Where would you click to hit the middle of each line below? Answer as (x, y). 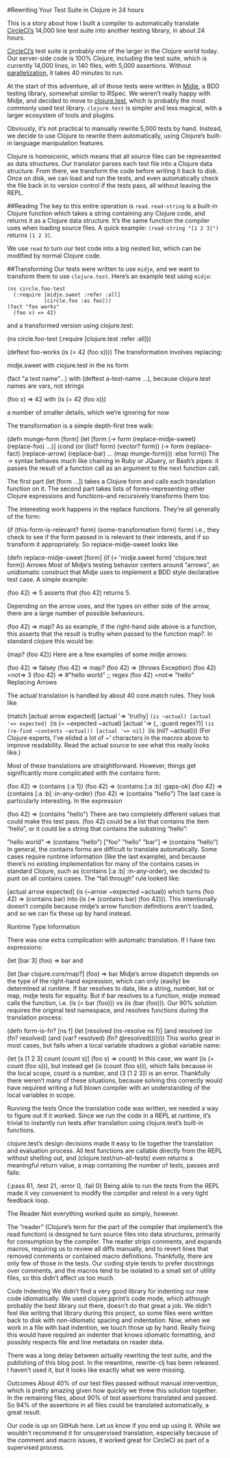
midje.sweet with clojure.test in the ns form (68, 365)
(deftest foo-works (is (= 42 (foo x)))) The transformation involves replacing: (115, 352)
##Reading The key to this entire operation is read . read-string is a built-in (112, 206)
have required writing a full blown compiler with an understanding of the (109, 1088)
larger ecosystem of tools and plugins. (61, 115)
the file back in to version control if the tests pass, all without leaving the (109, 185)
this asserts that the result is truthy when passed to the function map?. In (110, 634)
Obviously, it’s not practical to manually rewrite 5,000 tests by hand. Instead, (115, 128)
